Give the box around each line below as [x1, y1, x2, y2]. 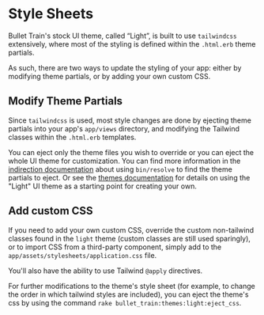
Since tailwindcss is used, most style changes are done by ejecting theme [8, 116, 251, 125]
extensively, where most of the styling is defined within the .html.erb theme [8, 39, 256, 48]
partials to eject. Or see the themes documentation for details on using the [8, 173, 251, 182]
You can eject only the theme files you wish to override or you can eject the [8, 147, 255, 157]
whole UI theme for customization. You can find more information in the [8, 156, 241, 165]
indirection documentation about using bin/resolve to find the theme [8, 164, 233, 174]
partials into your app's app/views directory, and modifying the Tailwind [8, 123, 239, 133]
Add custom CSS [8, 204, 93, 218]
